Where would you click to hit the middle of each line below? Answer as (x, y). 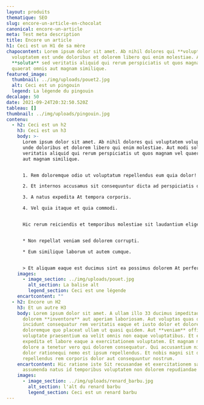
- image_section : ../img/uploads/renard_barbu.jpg (88, 381)
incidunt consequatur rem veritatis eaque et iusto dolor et (101, 325)
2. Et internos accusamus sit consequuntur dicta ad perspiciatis (108, 186)
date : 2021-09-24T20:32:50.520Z (47, 102)
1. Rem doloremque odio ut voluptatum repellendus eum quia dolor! (110, 175)
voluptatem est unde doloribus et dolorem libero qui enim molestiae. (103, 57)
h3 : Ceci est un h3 (42, 131)
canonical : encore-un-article (45, 29)
